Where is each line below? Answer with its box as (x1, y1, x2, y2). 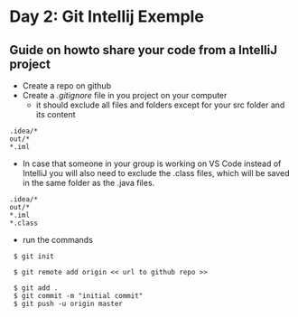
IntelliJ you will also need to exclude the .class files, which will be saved (22, 168, 291, 178)
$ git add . (13, 284, 59, 293)
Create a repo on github (22, 80, 111, 91)
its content (35, 109, 76, 119)
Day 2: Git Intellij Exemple (9, 6, 205, 27)
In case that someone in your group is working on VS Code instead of (22, 158, 282, 169)
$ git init (13, 252, 54, 261)
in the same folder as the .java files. (22, 178, 155, 188)
